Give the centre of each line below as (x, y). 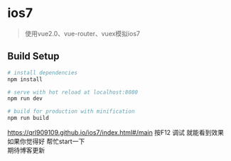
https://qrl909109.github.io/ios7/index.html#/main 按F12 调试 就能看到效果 (116, 132)
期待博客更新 (26, 150)
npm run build (28, 118)
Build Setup (33, 56)
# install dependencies (43, 72)
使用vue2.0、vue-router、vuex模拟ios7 (82, 33)
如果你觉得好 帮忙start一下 (46, 141)
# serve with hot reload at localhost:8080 (73, 92)
